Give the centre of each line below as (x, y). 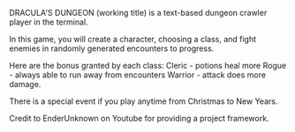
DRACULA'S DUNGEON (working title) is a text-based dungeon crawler (138, 13)
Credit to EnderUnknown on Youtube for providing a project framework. (139, 118)
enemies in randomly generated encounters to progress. (112, 48)
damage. (25, 84)
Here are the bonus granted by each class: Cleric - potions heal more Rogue (148, 66)
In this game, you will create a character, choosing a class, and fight (133, 39)
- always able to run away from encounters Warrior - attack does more (138, 75)
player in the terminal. (49, 22)
